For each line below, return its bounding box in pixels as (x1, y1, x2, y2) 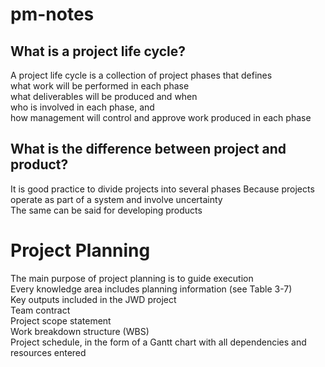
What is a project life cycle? (10, 43, 187, 60)
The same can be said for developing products (10, 204, 203, 216)
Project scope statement (10, 314, 112, 327)
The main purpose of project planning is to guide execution (10, 272, 254, 284)
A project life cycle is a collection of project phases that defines (10, 69, 273, 81)
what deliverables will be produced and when (10, 91, 198, 102)
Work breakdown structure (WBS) (10, 325, 150, 337)
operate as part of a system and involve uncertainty (10, 193, 223, 205)
